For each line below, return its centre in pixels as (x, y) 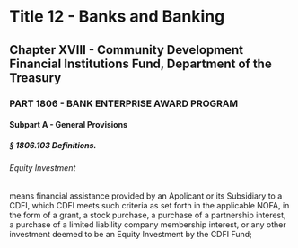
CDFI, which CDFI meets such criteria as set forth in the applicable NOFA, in (149, 205)
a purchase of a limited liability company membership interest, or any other (148, 224)
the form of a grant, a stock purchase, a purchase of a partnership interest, (148, 215)
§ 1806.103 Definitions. (53, 145)
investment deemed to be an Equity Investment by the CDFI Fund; (131, 234)
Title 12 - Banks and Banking (117, 17)
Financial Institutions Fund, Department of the (140, 63)
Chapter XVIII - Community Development (127, 50)
